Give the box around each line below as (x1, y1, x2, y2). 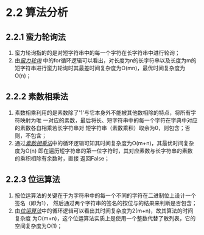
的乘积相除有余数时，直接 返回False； (14, 154, 110, 162)
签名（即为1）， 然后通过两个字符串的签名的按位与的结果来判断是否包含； (14, 199, 197, 206)
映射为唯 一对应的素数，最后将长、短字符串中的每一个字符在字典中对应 (19, 117, 198, 124)
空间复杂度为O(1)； (14, 222, 63, 230)
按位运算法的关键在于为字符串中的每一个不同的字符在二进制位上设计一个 (14, 192, 196, 199)
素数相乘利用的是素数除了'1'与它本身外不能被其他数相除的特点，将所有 (14, 109, 191, 116)
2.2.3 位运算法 (5, 175, 60, 185)
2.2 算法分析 (5, 5, 68, 20)
